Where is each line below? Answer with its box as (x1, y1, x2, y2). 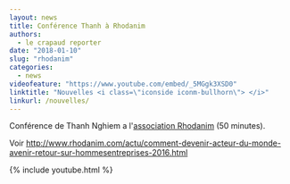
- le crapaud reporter (17, 38, 102, 47)
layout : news (9, 13, 58, 22)
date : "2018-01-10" (9, 46, 82, 55)
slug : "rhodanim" (9, 54, 74, 63)
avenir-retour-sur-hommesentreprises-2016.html (9, 147, 188, 158)
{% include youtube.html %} (9, 164, 113, 175)
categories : (9, 63, 54, 72)
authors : (9, 29, 42, 38)
